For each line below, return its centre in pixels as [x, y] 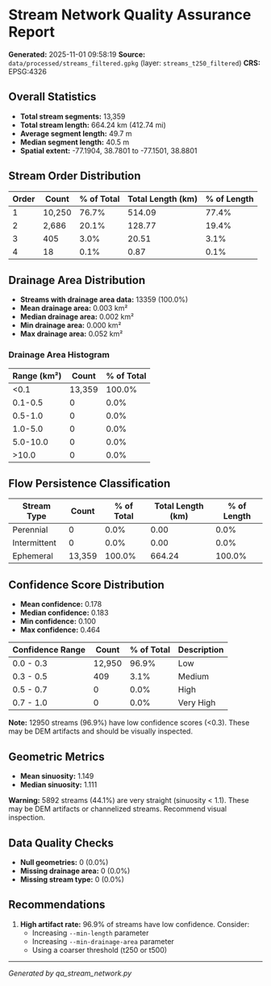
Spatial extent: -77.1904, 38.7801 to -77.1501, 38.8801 [108, 150]
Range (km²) [37, 375]
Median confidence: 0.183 [64, 613]
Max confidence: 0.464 [60, 630]
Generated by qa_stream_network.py [70, 973]
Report [31, 32]
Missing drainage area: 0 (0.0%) [75, 871]
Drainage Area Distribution [77, 280]
